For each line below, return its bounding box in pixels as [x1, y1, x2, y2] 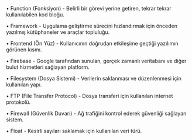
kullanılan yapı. [6, 81, 42, 88]
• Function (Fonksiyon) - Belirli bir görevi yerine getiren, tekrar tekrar [6, 5, 172, 12]
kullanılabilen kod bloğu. [6, 11, 64, 18]
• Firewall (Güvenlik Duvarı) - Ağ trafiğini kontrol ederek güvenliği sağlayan [6, 110, 187, 117]
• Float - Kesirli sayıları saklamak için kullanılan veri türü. [6, 128, 142, 134]
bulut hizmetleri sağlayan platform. [6, 64, 90, 71]
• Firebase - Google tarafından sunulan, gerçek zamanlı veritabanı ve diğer [6, 58, 187, 64]
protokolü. [6, 99, 31, 106]
